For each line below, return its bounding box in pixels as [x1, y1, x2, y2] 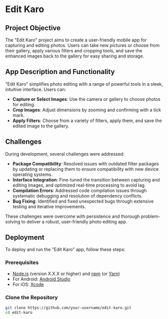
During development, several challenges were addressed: [5, 151, 125, 157]
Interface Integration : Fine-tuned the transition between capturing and [12, 176, 160, 182]
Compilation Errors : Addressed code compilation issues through [12, 187, 147, 194]
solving [5, 218, 21, 225]
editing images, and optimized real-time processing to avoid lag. [12, 182, 146, 188]
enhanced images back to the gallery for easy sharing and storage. [5, 53, 144, 59]
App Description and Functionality [5, 68, 115, 76]
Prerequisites [5, 259, 39, 266]
